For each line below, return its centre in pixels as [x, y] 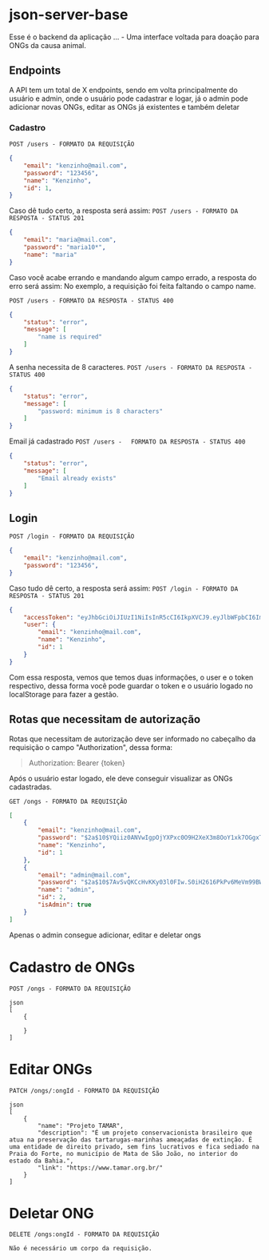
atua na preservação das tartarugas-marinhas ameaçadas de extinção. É [131, 1140]
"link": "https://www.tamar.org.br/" [100, 1168]
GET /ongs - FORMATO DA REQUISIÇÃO [68, 801]
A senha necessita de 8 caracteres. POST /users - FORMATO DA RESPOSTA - [131, 367]
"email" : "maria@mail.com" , [70, 240]
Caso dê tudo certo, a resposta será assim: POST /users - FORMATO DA [124, 211]
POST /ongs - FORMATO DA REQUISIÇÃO [70, 989]
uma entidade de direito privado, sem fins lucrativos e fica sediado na [134, 1146]
